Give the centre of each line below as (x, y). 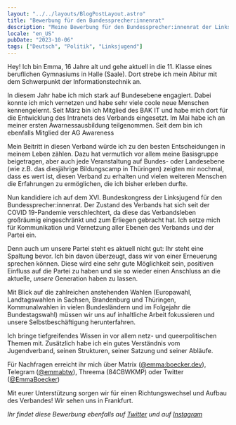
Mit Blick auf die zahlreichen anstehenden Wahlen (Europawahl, (99, 292)
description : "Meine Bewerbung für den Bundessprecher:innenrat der (110, 27)
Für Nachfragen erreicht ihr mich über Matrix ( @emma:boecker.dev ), (107, 364)
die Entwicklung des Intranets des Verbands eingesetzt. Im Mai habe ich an (116, 118)
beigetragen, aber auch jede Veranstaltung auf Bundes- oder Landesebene (116, 161)
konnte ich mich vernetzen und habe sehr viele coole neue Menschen (108, 103)
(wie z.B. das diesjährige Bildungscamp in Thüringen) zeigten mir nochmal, (116, 169)
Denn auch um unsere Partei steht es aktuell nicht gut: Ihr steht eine (105, 248)
